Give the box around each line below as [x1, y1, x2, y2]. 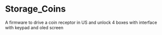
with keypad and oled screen [5, 24, 64, 30]
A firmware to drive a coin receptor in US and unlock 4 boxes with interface [5, 19, 158, 25]
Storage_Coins [5, 3, 66, 15]
